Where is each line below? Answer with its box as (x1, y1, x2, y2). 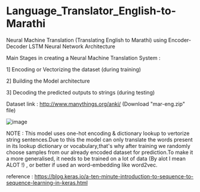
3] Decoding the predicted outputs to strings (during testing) (6, 89, 155, 96)
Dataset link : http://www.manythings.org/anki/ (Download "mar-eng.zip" (6, 100, 186, 108)
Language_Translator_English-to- (6, 4, 176, 18)
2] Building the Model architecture (6, 77, 90, 84)
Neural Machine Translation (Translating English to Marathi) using (6, 36, 167, 43)
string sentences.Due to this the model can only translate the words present (6, 136, 193, 143)
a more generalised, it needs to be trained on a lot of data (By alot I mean (6, 155, 186, 162)
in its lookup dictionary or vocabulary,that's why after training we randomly (6, 142, 190, 149)
